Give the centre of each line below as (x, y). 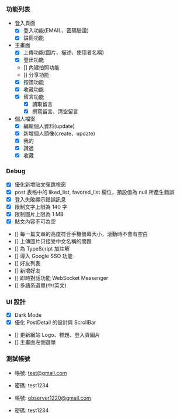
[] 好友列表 (27, 263)
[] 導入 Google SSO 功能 (44, 256)
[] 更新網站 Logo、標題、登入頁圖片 (57, 335)
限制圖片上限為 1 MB (39, 214)
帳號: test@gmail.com (41, 373)
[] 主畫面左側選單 (35, 342)
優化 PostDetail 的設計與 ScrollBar (55, 322)
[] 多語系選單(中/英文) (41, 285)
